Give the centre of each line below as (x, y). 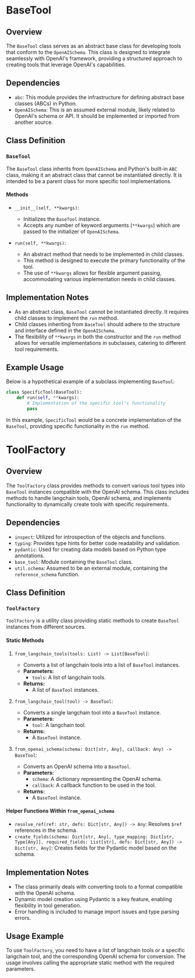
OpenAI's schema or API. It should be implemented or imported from (97, 116)
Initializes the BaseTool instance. (62, 219)
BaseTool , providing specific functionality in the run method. (78, 426)
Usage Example (35, 936)
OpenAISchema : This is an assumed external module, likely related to (95, 110)
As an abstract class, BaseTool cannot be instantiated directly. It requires (101, 312)
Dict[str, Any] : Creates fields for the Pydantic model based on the (95, 848)
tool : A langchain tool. (59, 725)
